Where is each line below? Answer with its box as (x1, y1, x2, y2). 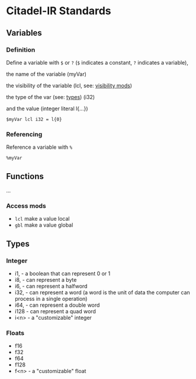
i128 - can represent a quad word (14, 307, 97, 315)
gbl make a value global (14, 221, 73, 229)
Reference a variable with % (6, 144, 73, 151)
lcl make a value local (14, 215, 70, 222)
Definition (6, 46, 36, 54)
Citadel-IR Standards (6, 4, 111, 18)
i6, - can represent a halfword (14, 282, 88, 289)
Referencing (6, 130, 43, 138)
